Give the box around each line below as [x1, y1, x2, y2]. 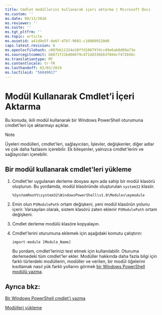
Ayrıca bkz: [5, 283, 40, 291]
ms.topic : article [5, 34, 42, 39]
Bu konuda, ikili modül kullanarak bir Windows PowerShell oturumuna [5, 117, 143, 123]
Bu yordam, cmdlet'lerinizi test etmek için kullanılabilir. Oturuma [12, 248, 139, 254]
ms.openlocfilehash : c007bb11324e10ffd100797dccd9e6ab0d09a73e [5, 47, 136, 52]
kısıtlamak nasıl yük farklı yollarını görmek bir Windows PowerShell [12, 263, 146, 269]
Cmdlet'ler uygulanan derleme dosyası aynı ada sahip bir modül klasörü [12, 178, 155, 184]
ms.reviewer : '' [5, 20, 38, 26]
